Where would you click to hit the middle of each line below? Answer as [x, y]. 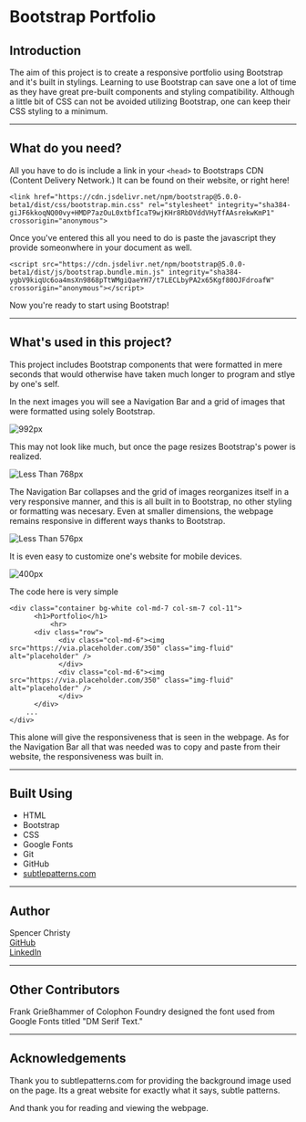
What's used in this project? [91, 343]
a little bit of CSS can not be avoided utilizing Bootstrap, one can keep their [150, 101]
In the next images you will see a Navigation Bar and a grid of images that [147, 401]
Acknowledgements [68, 1059]
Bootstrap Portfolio [83, 17]
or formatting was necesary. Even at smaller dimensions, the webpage [142, 511]
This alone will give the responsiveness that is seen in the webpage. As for [149, 737]
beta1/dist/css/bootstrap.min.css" [77, 204]
